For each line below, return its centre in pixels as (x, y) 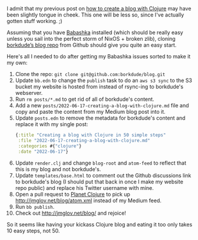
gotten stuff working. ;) (34, 21)
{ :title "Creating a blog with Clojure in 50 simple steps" (90, 135)
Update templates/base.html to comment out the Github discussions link (103, 175)
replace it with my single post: (52, 124)
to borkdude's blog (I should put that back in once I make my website (99, 182)
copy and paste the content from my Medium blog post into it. (90, 112)
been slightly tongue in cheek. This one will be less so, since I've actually (95, 15)
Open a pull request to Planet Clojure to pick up (72, 194)
